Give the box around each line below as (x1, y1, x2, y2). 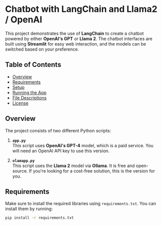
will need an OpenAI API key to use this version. (12, 148, 110, 154)
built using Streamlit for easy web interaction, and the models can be (5, 41, 147, 47)
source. (12, 168, 28, 174)
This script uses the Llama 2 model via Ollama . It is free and (12, 163, 135, 169)
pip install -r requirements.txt (5, 216, 74, 221)
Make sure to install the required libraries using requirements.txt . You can (5, 201, 157, 207)
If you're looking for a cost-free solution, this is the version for (29, 168, 155, 174)
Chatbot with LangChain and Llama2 (5, 3, 158, 15)
